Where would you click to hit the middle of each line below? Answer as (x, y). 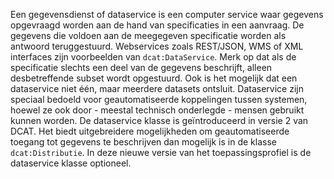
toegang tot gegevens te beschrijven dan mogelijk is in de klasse (143, 142)
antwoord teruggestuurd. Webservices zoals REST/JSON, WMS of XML (157, 46)
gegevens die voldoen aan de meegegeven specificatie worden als (148, 35)
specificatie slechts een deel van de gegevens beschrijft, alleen (141, 67)
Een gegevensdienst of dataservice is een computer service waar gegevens (167, 14)
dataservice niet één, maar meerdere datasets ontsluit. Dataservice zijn (157, 88)
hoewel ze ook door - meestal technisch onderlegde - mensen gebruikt (157, 110)
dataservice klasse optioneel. (71, 163)
